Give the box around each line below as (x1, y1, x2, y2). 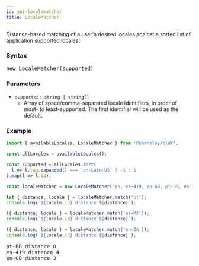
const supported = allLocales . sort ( (6, 161, 97, 168)
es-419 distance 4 (6, 249, 60, 255)
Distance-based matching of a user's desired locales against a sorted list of (6, 30, 191, 37)
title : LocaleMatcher (6, 14, 60, 20)
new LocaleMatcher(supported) (6, 65, 94, 72)
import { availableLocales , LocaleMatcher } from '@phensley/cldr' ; (6, 140, 179, 146)
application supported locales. (6, 37, 80, 44)
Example (6, 127, 32, 135)
